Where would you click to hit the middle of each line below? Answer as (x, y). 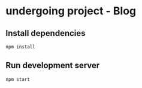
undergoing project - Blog (71, 11)
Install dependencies (46, 33)
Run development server (53, 66)
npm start (18, 79)
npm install (20, 47)
